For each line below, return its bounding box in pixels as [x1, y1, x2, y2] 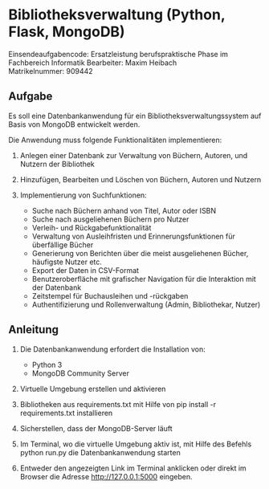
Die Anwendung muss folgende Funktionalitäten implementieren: [8, 135, 222, 145]
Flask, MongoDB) [8, 22, 126, 41]
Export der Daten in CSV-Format [31, 265, 139, 275]
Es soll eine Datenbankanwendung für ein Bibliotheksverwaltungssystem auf [8, 111, 262, 120]
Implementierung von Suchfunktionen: [19, 190, 147, 200]
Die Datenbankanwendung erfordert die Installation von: [19, 344, 206, 354]
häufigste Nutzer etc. [31, 257, 103, 267]
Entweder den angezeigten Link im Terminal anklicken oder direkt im [19, 463, 247, 473]
